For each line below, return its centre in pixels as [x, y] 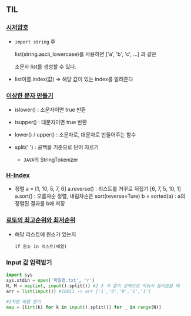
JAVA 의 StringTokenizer [51, 159]
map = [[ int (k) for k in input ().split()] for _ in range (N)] [84, 307]
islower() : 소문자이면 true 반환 [50, 109]
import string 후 [35, 41]
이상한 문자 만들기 [30, 95]
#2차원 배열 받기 [24, 302]
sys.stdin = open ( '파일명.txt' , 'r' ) [51, 280]
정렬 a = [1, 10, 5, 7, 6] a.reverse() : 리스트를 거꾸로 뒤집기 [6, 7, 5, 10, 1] [98, 189]
